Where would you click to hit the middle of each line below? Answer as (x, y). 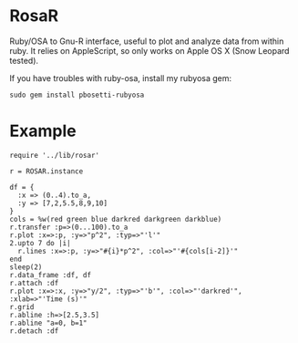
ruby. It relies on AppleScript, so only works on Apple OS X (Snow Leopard (149, 50)
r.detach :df (34, 331)
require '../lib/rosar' (55, 155)
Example (43, 131)
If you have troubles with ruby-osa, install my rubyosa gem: (121, 78)
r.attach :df (34, 283)
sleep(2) (26, 267)
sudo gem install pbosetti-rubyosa (77, 95)
